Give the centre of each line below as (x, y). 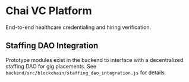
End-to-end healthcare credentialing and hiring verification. (78, 27)
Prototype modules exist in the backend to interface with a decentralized (94, 60)
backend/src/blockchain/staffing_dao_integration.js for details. (86, 73)
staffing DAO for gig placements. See (51, 66)
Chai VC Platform (49, 11)
